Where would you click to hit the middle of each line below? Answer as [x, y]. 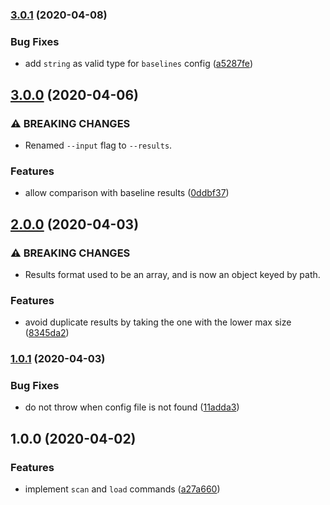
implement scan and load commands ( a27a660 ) [122, 489]
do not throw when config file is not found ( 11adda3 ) [132, 407]
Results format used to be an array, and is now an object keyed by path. [172, 274]
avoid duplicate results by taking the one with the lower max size [158, 322]
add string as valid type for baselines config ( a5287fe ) [138, 64]
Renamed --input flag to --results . [98, 145]
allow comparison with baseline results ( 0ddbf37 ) [127, 193]
